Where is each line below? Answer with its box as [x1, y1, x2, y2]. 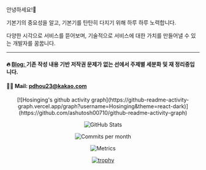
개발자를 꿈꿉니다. [12, 40, 56, 46]
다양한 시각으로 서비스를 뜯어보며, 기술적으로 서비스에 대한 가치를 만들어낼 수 [6, 32, 190, 39]
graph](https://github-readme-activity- [91, 96, 189, 103]
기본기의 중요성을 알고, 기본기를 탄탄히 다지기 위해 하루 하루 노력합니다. [6, 19, 177, 26]
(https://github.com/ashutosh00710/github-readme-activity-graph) [18, 109, 188, 116]
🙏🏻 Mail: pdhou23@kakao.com [6, 83, 87, 90]
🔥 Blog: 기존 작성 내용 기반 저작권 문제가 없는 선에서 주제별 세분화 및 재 [6, 61, 174, 68]
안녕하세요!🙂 [6, 6, 37, 13]
